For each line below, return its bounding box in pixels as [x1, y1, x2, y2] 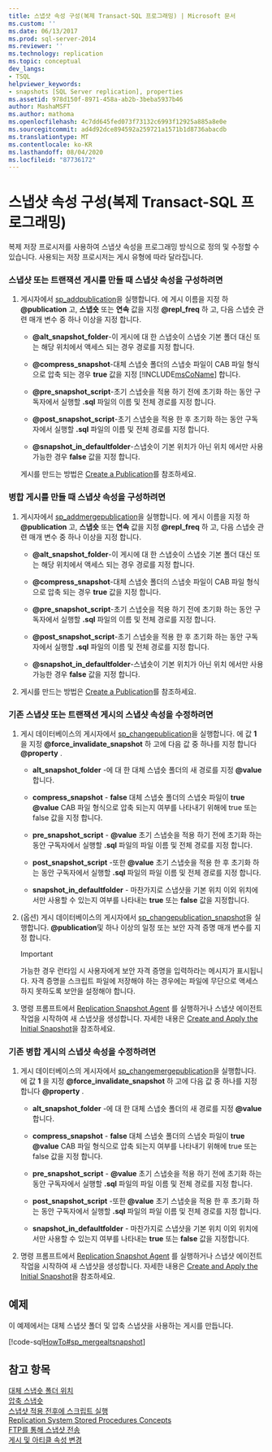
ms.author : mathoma [8, 111, 75, 119]
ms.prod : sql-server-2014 [8, 34, 96, 43]
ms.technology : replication [8, 50, 104, 58]
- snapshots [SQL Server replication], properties [8, 87, 183, 96]
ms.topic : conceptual [8, 58, 82, 66]
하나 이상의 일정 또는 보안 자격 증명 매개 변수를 [105, 922, 253, 932]
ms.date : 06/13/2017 [8, 27, 79, 35]
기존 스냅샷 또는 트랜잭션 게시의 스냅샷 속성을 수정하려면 [8, 709, 214, 720]
